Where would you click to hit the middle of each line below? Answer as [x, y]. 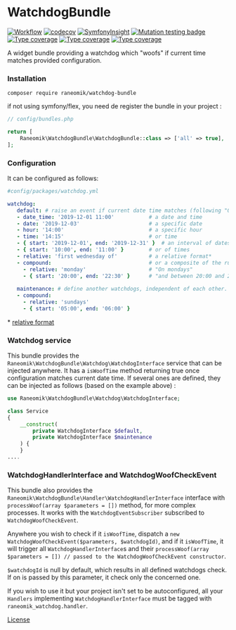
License [19, 619]
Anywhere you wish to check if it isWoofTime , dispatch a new [93, 534]
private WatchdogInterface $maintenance [92, 437]
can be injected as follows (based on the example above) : [92, 386]
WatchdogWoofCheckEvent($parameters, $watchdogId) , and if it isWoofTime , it [116, 541]
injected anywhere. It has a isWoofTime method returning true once [104, 371]
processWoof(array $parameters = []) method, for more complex [102, 505]
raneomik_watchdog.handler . [48, 606]
